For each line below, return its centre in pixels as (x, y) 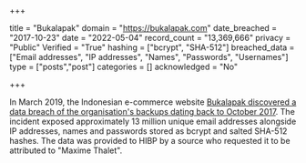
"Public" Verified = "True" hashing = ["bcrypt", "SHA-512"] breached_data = (152, 47)
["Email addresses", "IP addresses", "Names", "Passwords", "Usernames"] (149, 57)
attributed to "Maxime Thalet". (66, 150)
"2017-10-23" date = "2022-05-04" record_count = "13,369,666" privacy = (150, 38)
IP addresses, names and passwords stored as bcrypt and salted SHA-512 (148, 131)
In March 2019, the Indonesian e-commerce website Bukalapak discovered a (153, 102)
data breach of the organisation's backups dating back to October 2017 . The (153, 112)
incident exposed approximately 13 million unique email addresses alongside (153, 121)
